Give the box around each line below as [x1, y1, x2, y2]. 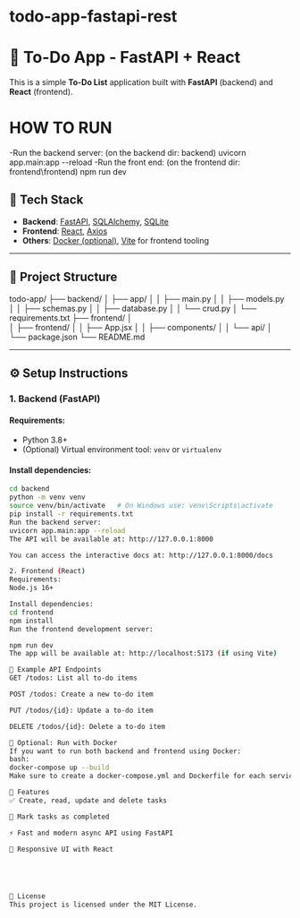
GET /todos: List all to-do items [9, 673, 138, 682]
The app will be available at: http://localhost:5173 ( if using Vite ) [9, 649, 278, 658]
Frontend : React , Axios [21, 226, 108, 236]
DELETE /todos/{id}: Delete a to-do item [9, 722, 166, 731]
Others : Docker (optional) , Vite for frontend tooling [21, 235, 210, 245]
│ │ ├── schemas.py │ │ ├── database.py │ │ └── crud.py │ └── [9, 303, 257, 313]
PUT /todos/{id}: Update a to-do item [9, 706, 154, 715]
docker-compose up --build [9, 763, 110, 772]
